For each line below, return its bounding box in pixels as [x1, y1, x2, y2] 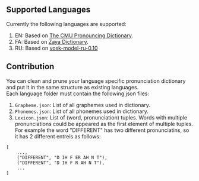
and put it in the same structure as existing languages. [6, 83, 139, 90]
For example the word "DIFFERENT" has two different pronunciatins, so [14, 127, 189, 134]
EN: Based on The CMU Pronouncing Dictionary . [14, 32, 134, 39]
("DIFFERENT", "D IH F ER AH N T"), [17, 154, 108, 160]
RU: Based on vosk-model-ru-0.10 [14, 44, 98, 51]
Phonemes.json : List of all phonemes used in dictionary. [14, 108, 149, 115]
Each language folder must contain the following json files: [6, 90, 150, 97]
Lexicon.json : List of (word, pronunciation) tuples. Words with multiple [14, 114, 188, 121]
